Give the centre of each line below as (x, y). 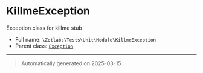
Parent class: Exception (44, 46)
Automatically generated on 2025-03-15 (71, 63)
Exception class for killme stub (44, 28)
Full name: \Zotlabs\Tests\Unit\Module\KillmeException (85, 39)
